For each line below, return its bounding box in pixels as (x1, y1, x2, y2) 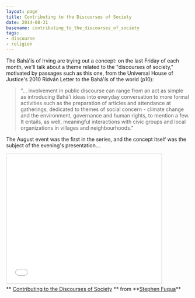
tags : (6, 30, 19, 36)
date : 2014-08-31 (6, 19, 48, 25)
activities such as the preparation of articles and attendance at (20, 99, 171, 106)
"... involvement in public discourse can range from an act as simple (20, 87, 184, 94)
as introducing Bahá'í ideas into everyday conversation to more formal (20, 93, 190, 100)
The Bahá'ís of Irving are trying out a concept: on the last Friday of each (6, 57, 179, 64)
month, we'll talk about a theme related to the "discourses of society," (6, 63, 174, 70)
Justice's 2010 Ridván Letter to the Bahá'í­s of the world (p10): (6, 75, 154, 82)
